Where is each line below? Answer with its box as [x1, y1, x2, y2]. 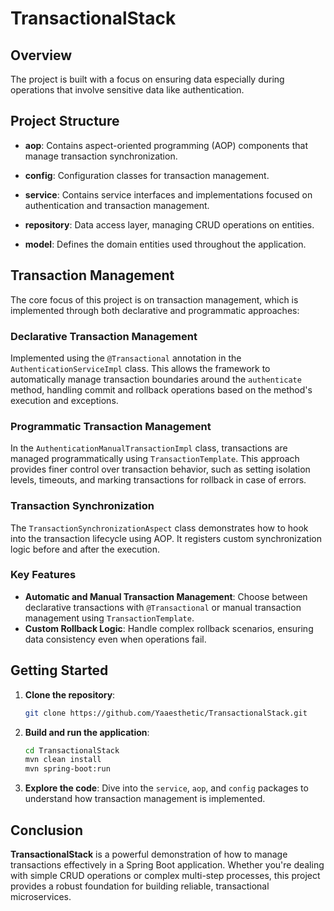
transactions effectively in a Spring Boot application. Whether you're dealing [10, 858, 325, 871]
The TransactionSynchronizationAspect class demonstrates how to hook [10, 522, 309, 534]
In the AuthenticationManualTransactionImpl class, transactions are [10, 442, 288, 454]
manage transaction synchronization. [24, 150, 178, 162]
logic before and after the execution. [10, 543, 160, 555]
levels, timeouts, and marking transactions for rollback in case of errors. [10, 474, 307, 486]
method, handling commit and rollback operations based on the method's [10, 383, 313, 396]
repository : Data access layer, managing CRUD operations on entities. [24, 218, 315, 231]
